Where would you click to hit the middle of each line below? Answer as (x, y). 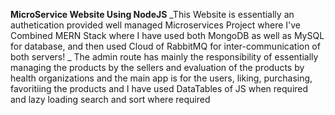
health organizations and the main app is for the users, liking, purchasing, (161, 78)
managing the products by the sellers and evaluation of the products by (157, 67)
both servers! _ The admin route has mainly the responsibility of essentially (164, 57)
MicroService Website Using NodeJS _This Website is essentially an (152, 14)
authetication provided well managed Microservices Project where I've (155, 25)
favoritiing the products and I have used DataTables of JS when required (159, 88)
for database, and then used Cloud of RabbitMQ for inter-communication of (165, 46)
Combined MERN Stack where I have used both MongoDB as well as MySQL (167, 35)
